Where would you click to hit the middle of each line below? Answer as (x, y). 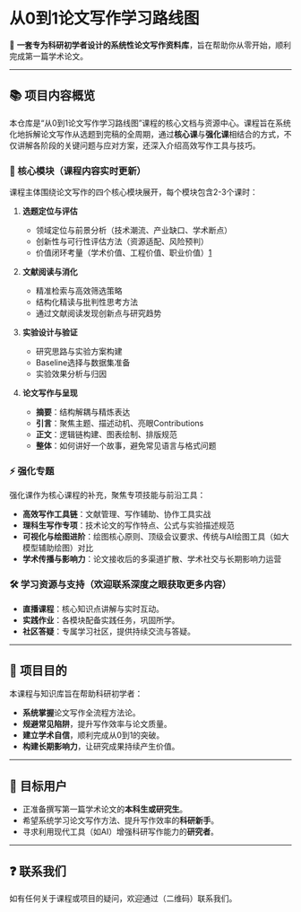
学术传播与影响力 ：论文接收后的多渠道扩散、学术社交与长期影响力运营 (152, 559)
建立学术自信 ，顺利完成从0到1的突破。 (93, 735)
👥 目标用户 (38, 786)
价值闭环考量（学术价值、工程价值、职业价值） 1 (124, 253)
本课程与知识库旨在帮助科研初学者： (76, 694)
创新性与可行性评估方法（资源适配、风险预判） (122, 241)
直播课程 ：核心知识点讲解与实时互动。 (93, 609)
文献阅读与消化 (50, 272)
